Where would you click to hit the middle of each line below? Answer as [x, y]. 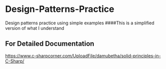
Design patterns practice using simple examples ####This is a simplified [80, 23]
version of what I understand [35, 28]
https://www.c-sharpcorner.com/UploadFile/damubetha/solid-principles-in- [83, 56]
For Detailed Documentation [50, 44]
